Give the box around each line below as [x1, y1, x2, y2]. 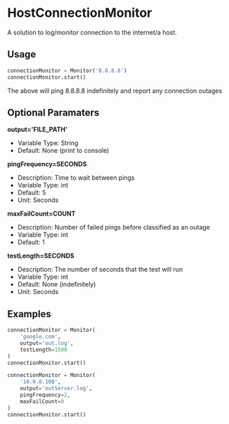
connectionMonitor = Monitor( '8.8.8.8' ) [7, 67, 128, 74]
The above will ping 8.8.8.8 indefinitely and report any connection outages [7, 86, 223, 95]
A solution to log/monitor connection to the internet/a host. [7, 28, 177, 37]
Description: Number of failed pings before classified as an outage [17, 223, 211, 232]
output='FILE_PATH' [7, 125, 68, 134]
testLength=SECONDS [7, 251, 75, 260]
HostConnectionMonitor [7, 5, 152, 21]
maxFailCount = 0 [20, 398, 65, 405]
